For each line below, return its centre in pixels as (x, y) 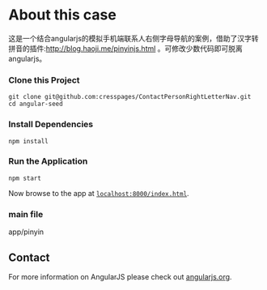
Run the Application (48, 161)
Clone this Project (44, 80)
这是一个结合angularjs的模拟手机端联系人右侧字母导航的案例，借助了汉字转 (133, 38)
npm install (28, 141)
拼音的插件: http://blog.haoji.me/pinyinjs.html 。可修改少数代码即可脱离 (125, 48)
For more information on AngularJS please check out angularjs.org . (120, 276)
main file (26, 214)
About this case (63, 15)
